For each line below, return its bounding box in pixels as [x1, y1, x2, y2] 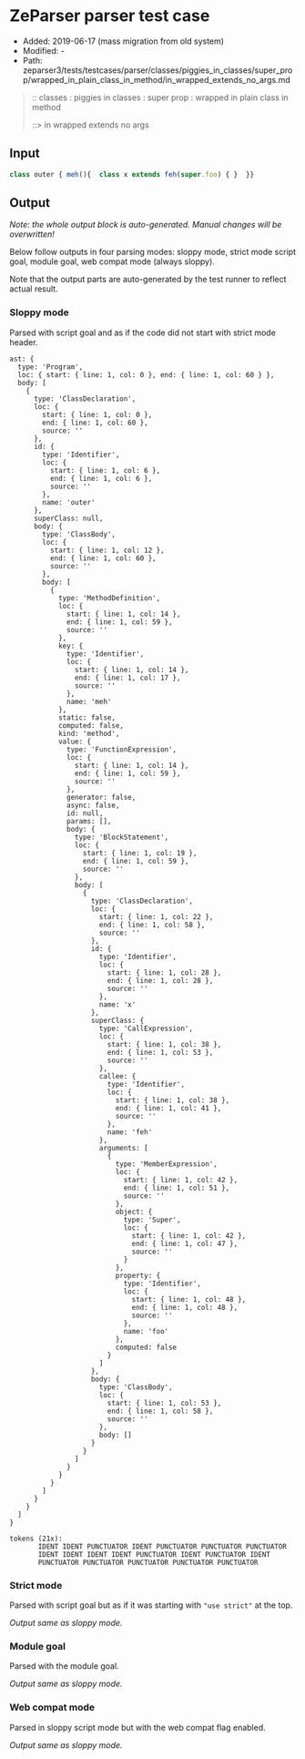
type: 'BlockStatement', [74, 833, 169, 842]
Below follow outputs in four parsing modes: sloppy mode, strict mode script [9, 247, 297, 258]
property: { [115, 1271, 161, 1280]
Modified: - [22, 45, 66, 56]
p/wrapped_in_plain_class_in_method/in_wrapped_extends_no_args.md [22, 74, 290, 85]
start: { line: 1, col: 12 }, [49, 546, 166, 555]
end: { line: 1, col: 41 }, [115, 1103, 222, 1112]
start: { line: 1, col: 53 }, [107, 1398, 222, 1407]
